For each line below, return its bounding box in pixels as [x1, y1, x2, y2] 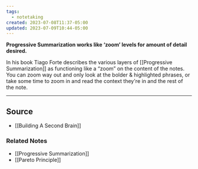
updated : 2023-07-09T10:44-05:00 [6, 25, 88, 31]
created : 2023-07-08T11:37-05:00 [6, 19, 88, 25]
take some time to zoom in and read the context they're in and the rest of [6, 78, 183, 85]
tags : [6, 8, 19, 15]
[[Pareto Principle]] [14, 157, 61, 164]
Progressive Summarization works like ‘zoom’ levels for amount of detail [6, 41, 187, 48]
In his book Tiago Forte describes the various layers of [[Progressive [6, 59, 173, 66]
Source [6, 107, 34, 117]
